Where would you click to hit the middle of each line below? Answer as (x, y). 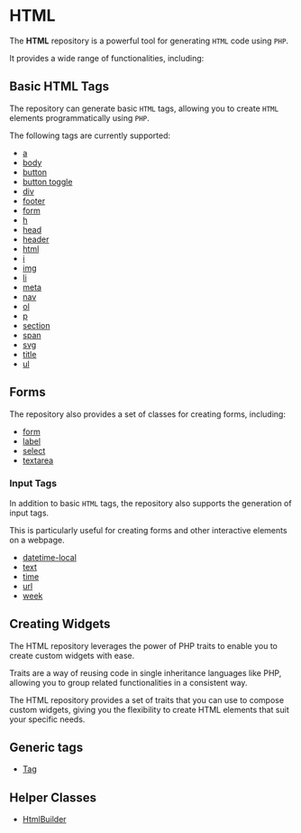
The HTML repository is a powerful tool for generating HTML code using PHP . (149, 41)
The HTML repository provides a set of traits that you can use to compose (147, 699)
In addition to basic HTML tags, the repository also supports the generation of (150, 503)
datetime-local (49, 557)
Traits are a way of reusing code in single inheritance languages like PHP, (146, 672)
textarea (38, 460)
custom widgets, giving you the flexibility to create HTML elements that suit (150, 709)
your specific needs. (47, 719)
